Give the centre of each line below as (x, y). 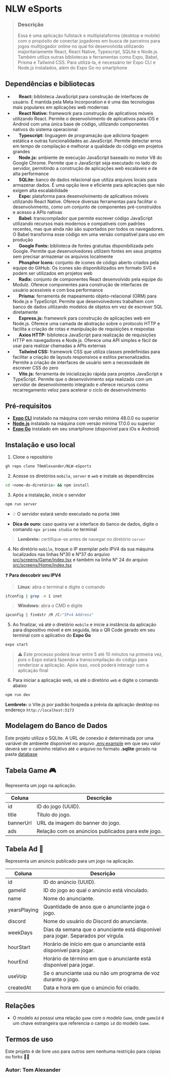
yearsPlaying (23, 910)
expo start (17, 645)
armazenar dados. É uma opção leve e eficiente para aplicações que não (89, 185)
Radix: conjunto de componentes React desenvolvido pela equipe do (91, 279)
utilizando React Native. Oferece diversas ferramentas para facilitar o (84, 202)
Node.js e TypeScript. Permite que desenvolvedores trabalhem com (83, 301)
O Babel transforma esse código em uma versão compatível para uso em (89, 234)
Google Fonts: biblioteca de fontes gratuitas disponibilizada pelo (86, 246)
